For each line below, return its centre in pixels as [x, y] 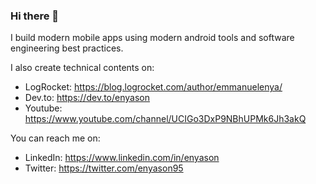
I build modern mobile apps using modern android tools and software [152, 38]
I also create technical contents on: [82, 68]
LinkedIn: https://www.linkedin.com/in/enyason [122, 158]
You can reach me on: [55, 138]
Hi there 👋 [35, 16]
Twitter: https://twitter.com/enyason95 [104, 168]
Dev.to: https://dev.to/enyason [87, 98]
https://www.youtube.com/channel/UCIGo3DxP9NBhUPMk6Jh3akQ [165, 119]
